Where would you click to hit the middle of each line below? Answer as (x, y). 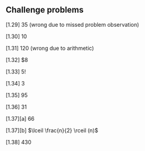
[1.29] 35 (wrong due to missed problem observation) (72, 24)
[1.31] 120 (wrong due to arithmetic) (50, 48)
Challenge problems (45, 10)
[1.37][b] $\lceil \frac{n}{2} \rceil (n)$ (52, 130)
